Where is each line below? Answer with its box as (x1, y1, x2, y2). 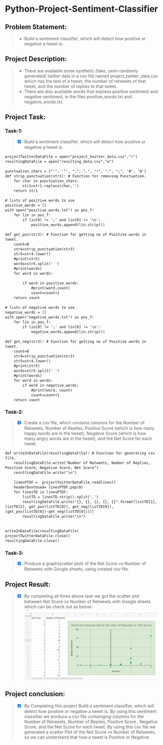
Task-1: (5, 127, 23, 134)
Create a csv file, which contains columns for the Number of (24, 419, 145, 425)
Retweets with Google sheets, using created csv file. (24, 566, 130, 572)
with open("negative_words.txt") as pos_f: (5, 315, 95, 320)
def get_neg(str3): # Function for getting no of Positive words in (5, 339, 147, 344)
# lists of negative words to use (5, 305, 75, 310)
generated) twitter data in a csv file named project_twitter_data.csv (24, 73, 158, 79)
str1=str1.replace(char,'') (22, 183, 79, 188)
